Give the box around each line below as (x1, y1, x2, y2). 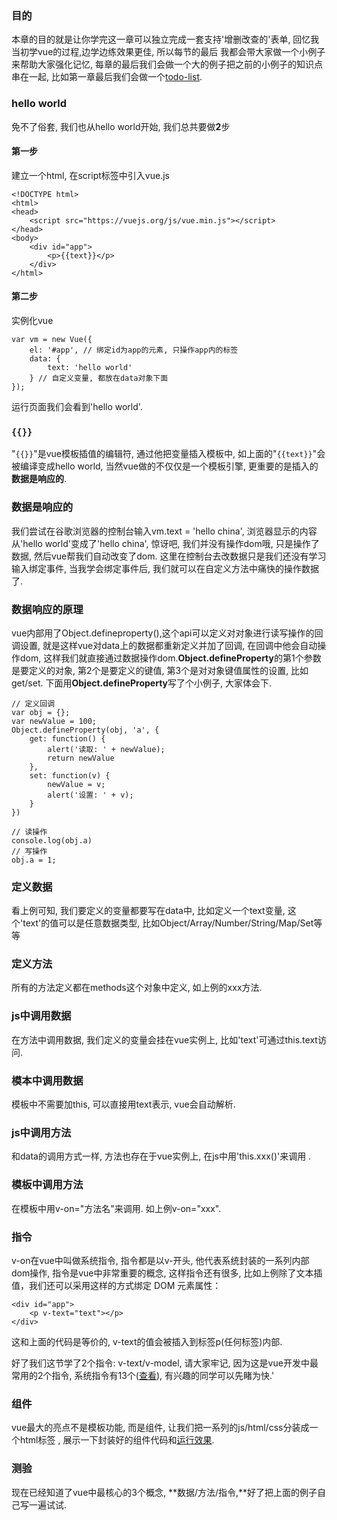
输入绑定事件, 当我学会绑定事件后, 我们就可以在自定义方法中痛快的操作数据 (11, 562, 319, 574)
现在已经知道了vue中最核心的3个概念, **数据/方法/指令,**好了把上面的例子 (11, 1486, 318, 1498)
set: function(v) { (29, 770, 111, 781)
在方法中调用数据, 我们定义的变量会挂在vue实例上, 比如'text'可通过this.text (11, 1033, 318, 1046)
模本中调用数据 (11, 1073, 84, 1087)
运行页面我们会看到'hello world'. (11, 401, 143, 412)
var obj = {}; (11, 707, 71, 717)
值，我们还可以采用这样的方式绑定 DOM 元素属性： (11, 1279, 222, 1291)
